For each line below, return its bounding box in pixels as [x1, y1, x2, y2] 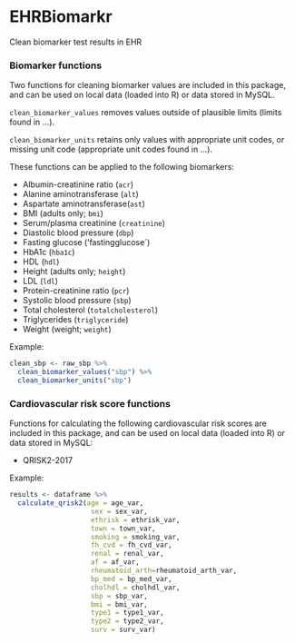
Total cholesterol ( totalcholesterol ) [22, 304, 159, 315]
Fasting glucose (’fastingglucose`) [22, 237, 151, 248]
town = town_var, [90, 524, 156, 533]
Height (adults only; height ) [22, 266, 126, 277]
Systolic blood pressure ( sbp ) [22, 295, 132, 306]
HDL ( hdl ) [22, 256, 60, 267]
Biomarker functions [9, 59, 103, 72]
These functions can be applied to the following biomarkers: [9, 162, 234, 173]
